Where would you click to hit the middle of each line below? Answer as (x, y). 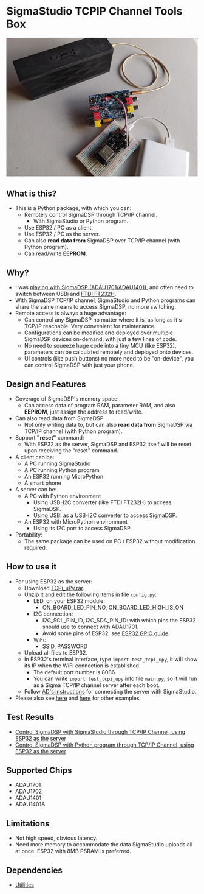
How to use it (32, 567)
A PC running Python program (62, 470)
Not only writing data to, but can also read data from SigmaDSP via (108, 424)
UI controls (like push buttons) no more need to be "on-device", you (109, 359)
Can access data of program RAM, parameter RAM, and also (100, 405)
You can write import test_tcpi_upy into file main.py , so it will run (115, 678)
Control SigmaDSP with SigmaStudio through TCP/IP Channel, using (100, 731)
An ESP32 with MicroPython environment (76, 521)
